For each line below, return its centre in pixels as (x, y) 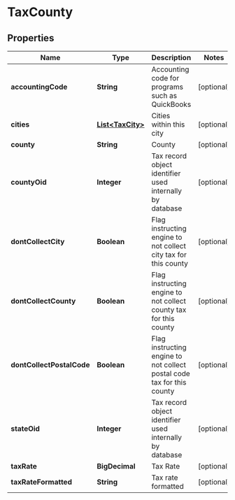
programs (168, 87)
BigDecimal (116, 466)
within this (168, 124)
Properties (31, 38)
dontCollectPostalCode (50, 365)
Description (171, 58)
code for (165, 78)
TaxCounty (40, 12)
